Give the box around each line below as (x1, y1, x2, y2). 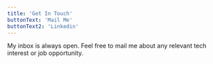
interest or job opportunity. (7, 49, 84, 57)
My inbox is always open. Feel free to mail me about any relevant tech (7, 42, 207, 50)
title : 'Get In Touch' (7, 10, 73, 17)
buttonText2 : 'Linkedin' (7, 23, 79, 30)
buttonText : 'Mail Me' (7, 17, 73, 23)
